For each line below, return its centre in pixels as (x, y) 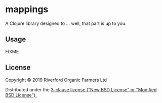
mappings (27, 9)
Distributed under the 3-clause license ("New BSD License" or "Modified (81, 89)
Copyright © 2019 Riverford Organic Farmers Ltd (56, 80)
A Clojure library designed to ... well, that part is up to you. (66, 23)
